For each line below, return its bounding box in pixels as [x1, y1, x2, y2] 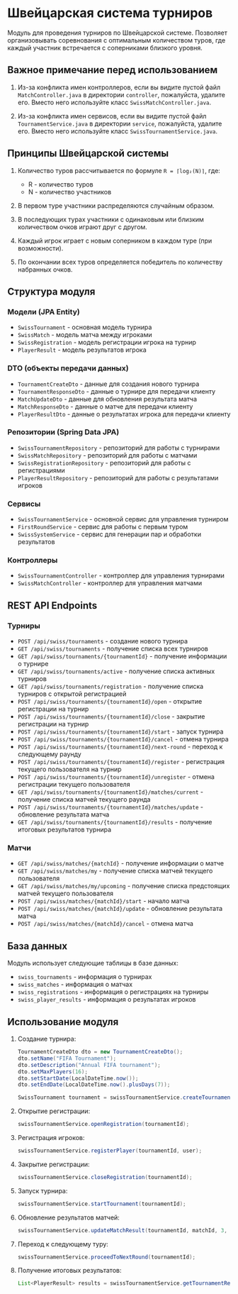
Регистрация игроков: [17, 1134, 85, 1142]
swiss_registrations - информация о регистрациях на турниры [17, 988, 209, 996]
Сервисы [7, 499, 41, 509]
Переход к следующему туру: [17, 1239, 108, 1248]
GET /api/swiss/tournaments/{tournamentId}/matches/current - [17, 787, 204, 796]
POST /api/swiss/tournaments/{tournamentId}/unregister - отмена [17, 773, 215, 781]
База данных [7, 940, 68, 952]
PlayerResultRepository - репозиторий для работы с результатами [17, 473, 219, 482]
